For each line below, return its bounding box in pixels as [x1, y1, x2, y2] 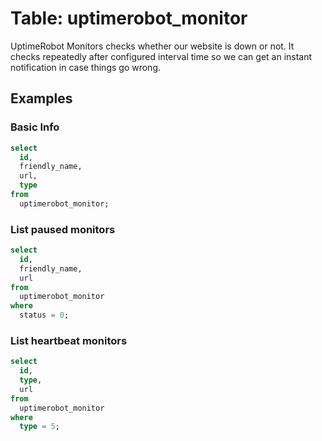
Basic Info [10, 120, 60, 134]
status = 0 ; [19, 310, 70, 321]
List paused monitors [10, 222, 116, 236]
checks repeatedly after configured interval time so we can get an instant [10, 50, 313, 62]
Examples [10, 90, 73, 107]
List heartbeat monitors [10, 333, 128, 347]
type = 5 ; [19, 422, 60, 432]
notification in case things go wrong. [10, 61, 161, 73]
